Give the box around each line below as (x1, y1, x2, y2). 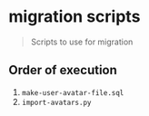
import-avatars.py (21, 98, 92, 107)
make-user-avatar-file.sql (21, 88, 124, 97)
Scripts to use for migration (30, 36, 134, 47)
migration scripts (8, 6, 141, 27)
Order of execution (8, 63, 117, 78)
